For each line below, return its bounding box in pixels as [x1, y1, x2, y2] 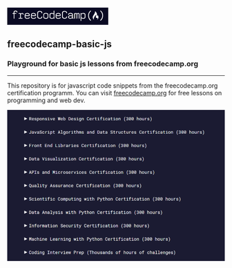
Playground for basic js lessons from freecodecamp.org [7, 59, 199, 69]
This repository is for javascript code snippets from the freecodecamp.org [7, 81, 218, 90]
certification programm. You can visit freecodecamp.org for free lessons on [7, 88, 222, 97]
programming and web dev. [7, 96, 86, 104]
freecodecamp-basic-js [7, 39, 113, 50]
